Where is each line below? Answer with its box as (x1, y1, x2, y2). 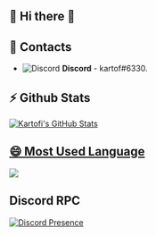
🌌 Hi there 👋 (9, 9, 76, 24)
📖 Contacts (9, 39, 72, 55)
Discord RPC (9, 193, 81, 208)
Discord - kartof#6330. (62, 63, 149, 74)
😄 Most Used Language (9, 144, 145, 159)
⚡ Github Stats (9, 90, 91, 105)
